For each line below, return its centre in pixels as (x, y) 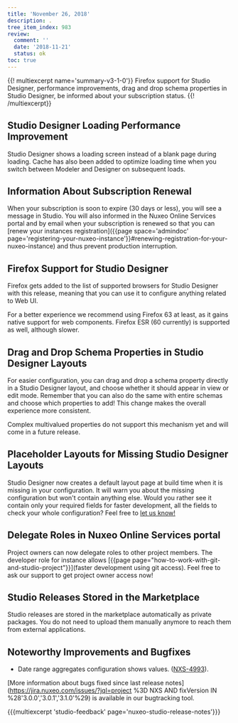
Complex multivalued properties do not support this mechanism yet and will (118, 424)
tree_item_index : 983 (39, 27)
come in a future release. (44, 432)
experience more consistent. (49, 411)
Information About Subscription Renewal (99, 191)
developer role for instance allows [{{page (69, 560)
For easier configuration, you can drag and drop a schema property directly (118, 380)
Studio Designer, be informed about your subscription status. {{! (101, 95)
